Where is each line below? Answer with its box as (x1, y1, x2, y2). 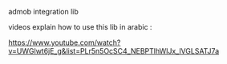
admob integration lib (8, 7, 79, 16)
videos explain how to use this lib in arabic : (8, 22, 152, 31)
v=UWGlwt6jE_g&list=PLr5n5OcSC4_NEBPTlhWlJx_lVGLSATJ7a (8, 46, 220, 55)
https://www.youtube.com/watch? (8, 38, 121, 47)
